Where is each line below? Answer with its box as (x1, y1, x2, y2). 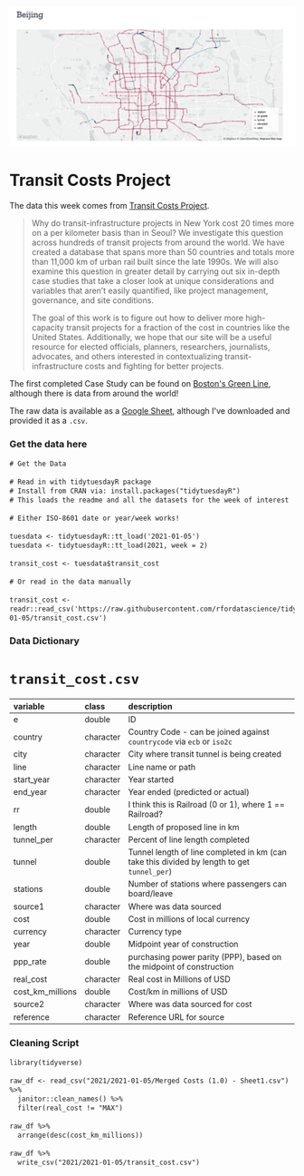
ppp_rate (13, 956, 47, 967)
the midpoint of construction (128, 961, 234, 972)
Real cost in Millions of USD (128, 974, 231, 985)
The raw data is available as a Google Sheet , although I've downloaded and (9, 406, 290, 416)
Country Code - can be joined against (128, 727, 270, 738)
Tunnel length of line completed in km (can (128, 847, 288, 857)
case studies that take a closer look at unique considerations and (31, 276, 274, 287)
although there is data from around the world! (9, 388, 179, 399)
